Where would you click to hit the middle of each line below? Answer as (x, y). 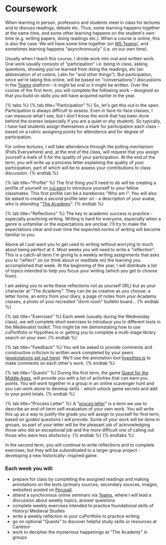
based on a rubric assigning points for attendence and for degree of (75, 131)
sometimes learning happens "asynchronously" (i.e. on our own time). (77, 49)
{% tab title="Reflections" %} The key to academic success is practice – (79, 213)
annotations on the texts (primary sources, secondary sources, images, (85, 485)
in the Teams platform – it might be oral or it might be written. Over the (77, 85)
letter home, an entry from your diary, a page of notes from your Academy (81, 296)
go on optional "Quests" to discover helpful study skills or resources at (84, 522)
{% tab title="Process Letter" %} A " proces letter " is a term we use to (76, 403)
